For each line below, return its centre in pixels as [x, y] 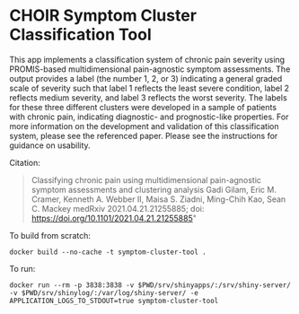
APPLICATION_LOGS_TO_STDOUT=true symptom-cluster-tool [114, 301]
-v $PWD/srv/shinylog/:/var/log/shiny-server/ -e [104, 292]
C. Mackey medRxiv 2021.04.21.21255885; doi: [118, 208]
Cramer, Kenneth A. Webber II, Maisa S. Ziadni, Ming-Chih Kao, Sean [158, 199]
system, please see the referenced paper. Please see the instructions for [144, 135]
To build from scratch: [50, 235]
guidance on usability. [50, 145]
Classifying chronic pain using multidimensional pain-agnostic [146, 179]
